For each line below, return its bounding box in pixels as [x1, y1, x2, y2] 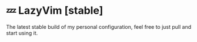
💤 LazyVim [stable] [6, 4, 103, 17]
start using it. [6, 29, 38, 36]
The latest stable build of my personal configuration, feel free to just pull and [6, 23, 192, 30]
